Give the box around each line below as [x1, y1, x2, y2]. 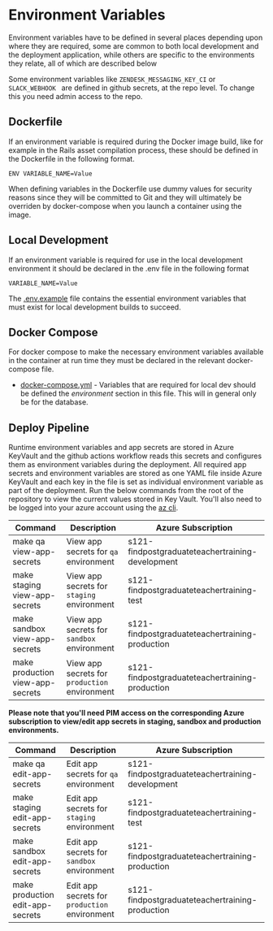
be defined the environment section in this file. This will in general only [19, 388, 258, 399]
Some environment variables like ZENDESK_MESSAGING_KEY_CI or [8, 74, 216, 84]
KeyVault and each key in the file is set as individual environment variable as [8, 477, 264, 487]
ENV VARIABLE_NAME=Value [8, 169, 93, 178]
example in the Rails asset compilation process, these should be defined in [8, 145, 258, 155]
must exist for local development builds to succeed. [8, 302, 181, 312]
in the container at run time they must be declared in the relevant [8, 356, 226, 366]
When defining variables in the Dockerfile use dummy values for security [8, 184, 253, 193]
